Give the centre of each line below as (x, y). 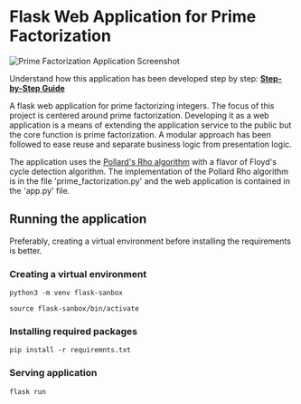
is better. (26, 250)
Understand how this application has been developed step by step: (134, 78)
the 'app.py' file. (40, 190)
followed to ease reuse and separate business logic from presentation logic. (150, 144)
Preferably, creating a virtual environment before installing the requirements (150, 241)
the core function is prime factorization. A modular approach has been (140, 134)
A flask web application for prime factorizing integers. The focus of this (142, 105)
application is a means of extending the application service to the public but (150, 125)
